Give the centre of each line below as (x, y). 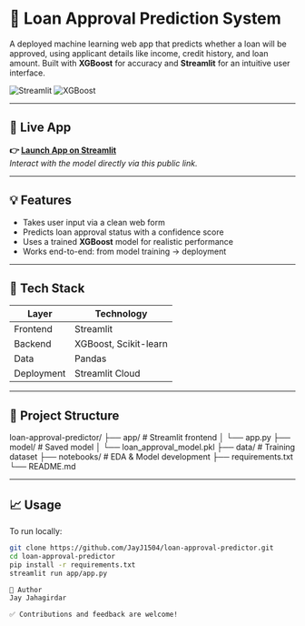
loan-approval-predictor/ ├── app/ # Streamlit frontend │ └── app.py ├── (150, 438)
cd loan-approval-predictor (63, 556)
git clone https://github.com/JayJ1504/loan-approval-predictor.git (142, 548)
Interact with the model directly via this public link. (103, 163)
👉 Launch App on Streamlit (63, 150)
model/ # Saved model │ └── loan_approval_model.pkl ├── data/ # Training (152, 447)
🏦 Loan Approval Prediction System (145, 19)
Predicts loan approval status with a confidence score (123, 232)
